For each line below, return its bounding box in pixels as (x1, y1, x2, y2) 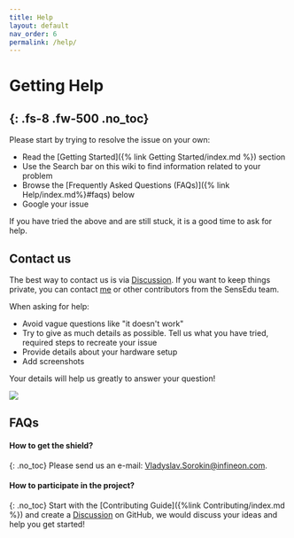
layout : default (9, 21, 69, 30)
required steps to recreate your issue (21, 338, 158, 348)
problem (21, 170, 53, 182)
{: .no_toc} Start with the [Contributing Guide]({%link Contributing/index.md (9, 500, 285, 511)
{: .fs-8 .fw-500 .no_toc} (9, 111, 150, 126)
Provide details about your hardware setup (21, 347, 178, 357)
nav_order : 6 (9, 29, 58, 38)
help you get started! (9, 519, 86, 529)
